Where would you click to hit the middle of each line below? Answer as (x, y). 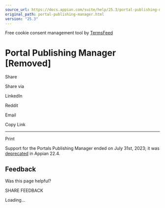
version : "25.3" (22, 19)
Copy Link (15, 125)
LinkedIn (14, 96)
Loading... (15, 200)
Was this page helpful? (28, 181)
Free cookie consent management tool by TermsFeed (59, 33)
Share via (15, 86)
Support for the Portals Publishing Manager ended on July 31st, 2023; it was (82, 148)
